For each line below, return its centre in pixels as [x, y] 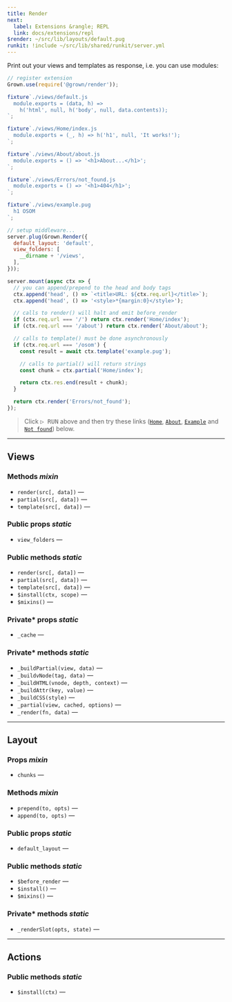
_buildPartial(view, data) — [60, 668]
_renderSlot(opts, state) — [58, 929]
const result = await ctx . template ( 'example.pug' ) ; [95, 351]
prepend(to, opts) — [47, 808]
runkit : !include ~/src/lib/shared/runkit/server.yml [86, 46]
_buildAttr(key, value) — [55, 690]
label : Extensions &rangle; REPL [61, 26]
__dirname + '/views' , [52, 256]
